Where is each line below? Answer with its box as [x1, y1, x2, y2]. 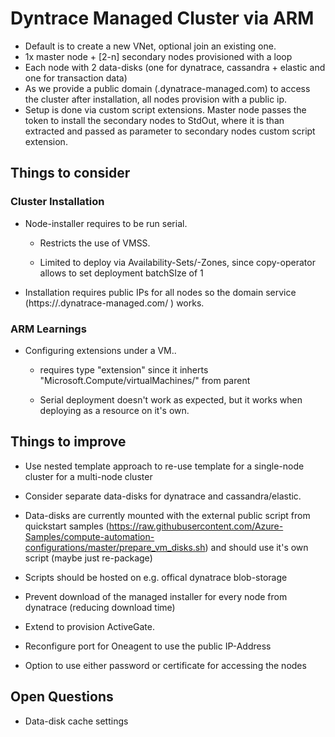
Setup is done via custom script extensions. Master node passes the [24, 103, 307, 116]
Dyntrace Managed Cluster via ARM [10, 7, 315, 30]
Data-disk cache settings [24, 715, 129, 727]
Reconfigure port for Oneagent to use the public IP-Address [24, 640, 272, 652]
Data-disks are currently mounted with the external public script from [24, 509, 311, 521]
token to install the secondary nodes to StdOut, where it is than [24, 114, 285, 126]
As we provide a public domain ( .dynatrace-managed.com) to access [24, 82, 311, 94]
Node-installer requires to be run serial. [24, 217, 188, 229]
